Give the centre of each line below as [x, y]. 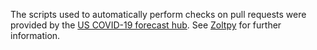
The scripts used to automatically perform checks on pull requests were [158, 14]
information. [35, 35]
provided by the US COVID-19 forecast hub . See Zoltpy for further [146, 25]
